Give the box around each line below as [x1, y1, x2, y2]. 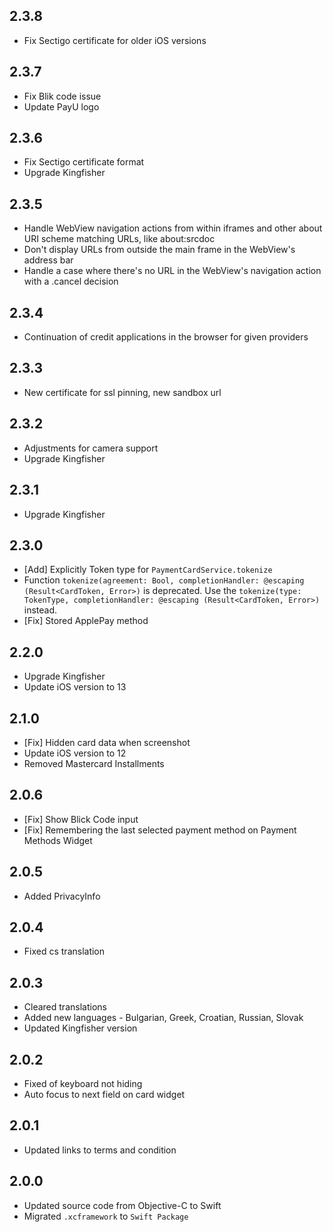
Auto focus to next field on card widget [23, 1089, 186, 1100]
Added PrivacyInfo [23, 890, 101, 902]
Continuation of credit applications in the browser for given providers [23, 331, 309, 343]
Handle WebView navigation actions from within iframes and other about [23, 222, 323, 234]
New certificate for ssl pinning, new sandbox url [23, 386, 222, 398]
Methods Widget [23, 834, 93, 846]
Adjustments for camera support [23, 442, 159, 454]
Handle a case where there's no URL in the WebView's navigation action [23, 265, 322, 277]
